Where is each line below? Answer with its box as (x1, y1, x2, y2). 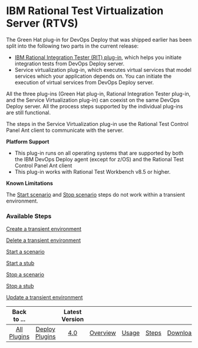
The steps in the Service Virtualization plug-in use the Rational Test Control (6, 120, 189, 127)
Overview (89, 329, 116, 337)
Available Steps (6, 212, 52, 220)
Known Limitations (6, 180, 53, 187)
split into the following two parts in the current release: (6, 42, 139, 49)
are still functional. (6, 109, 51, 116)
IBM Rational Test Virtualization (6, 4, 164, 18)
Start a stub (6, 260, 35, 267)
